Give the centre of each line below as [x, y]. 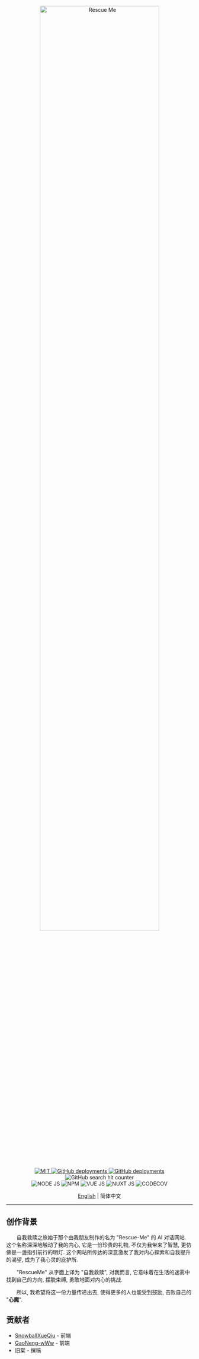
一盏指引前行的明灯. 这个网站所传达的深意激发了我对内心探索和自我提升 [103, 1252]
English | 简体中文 [99, 1196]
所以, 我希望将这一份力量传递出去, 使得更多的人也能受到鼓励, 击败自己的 [104, 1292]
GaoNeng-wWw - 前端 [42, 1343]
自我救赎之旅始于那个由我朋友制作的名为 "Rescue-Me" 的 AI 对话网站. [102, 1237]
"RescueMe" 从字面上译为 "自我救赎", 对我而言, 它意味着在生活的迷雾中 [104, 1272]
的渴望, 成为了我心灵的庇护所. [42, 1259]
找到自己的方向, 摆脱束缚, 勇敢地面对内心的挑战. [64, 1280]
